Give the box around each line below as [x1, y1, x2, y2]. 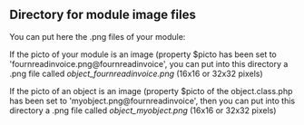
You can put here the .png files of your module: [9, 31, 186, 42]
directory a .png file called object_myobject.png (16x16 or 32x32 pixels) [9, 104, 277, 116]
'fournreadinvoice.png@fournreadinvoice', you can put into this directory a [9, 58, 289, 69]
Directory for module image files [9, 7, 197, 23]
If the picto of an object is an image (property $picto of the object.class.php [9, 85, 293, 96]
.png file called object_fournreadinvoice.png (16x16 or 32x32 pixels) [9, 68, 263, 79]
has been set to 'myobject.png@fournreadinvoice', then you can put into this [9, 95, 296, 106]
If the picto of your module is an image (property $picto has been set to [9, 49, 277, 60]
